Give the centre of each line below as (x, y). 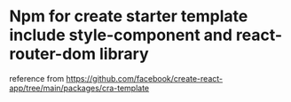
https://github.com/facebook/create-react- (145, 78)
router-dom (52, 54)
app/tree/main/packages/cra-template (79, 88)
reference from (37, 78)
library (124, 54)
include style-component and (121, 35)
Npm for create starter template (129, 16)
